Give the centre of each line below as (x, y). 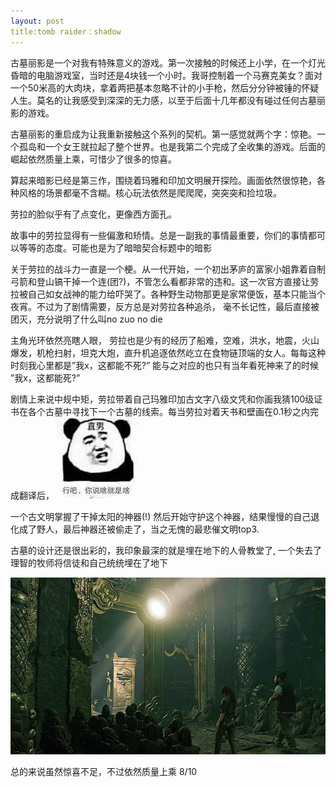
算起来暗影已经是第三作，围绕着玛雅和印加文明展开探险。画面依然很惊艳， (163, 180)
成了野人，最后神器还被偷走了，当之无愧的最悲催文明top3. (139, 529)
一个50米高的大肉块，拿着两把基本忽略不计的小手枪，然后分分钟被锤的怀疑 (165, 87)
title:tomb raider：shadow (66, 31)
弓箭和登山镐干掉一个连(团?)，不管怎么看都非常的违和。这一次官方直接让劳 (165, 281)
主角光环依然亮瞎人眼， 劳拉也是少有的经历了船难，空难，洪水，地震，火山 (165, 340)
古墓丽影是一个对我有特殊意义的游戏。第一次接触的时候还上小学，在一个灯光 (168, 62)
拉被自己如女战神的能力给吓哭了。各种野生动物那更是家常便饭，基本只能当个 (168, 294)
